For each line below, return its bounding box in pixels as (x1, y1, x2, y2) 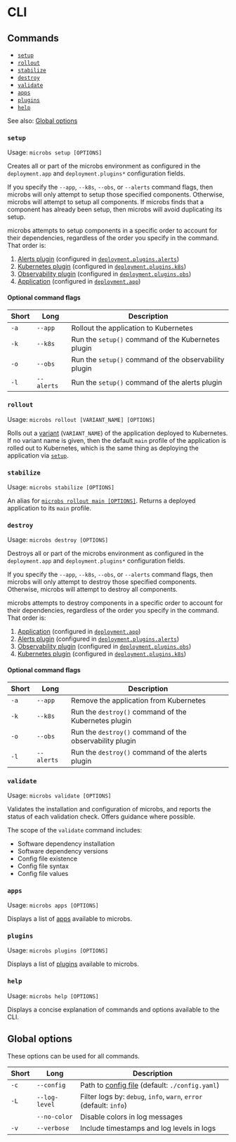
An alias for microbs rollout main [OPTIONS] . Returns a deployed (7, 496, 196, 505)
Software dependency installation (17, 839, 115, 848)
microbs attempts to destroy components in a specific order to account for (7, 599, 223, 607)
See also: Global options (7, 117, 78, 125)
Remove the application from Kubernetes (71, 696, 206, 705)
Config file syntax (17, 861, 69, 870)
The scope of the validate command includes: (7, 825, 143, 834)
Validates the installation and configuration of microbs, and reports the (7, 804, 211, 813)
